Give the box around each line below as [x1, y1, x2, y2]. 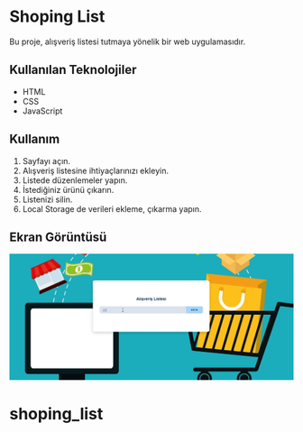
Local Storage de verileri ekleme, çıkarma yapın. [22, 203, 202, 214]
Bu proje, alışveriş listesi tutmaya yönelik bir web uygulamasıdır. [9, 36, 246, 47]
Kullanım [9, 132, 60, 147]
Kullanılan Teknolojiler [9, 62, 137, 78]
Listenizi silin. [22, 194, 73, 205]
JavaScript [22, 106, 63, 116]
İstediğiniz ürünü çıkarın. [22, 184, 115, 195]
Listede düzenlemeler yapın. [22, 174, 128, 186]
